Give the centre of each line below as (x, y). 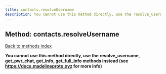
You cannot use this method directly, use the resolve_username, (73, 56)
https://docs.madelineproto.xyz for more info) (54, 66)
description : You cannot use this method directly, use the (68, 14)
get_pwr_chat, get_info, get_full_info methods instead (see (67, 61)
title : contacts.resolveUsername (40, 10)
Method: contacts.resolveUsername (62, 34)
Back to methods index (28, 46)
